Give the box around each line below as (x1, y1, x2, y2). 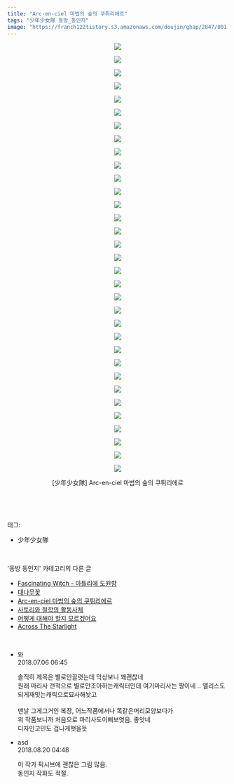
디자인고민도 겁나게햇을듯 (17, 724, 88, 733)
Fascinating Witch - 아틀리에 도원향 (17, 579, 117, 588)
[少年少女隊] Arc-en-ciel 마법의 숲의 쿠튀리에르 (52, 479, 184, 487)
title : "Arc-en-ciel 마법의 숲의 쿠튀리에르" (7, 10, 128, 18)
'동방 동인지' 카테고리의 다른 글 (7, 564, 92, 573)
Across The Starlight (17, 622, 77, 631)
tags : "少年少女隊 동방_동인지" (7, 17, 89, 24)
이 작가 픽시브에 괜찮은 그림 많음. (17, 760, 107, 769)
